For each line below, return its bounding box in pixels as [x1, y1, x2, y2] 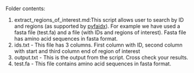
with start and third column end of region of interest [14, 48, 140, 55]
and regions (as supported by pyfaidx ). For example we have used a [14, 23, 180, 29]
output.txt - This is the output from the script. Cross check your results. [14, 54, 189, 61]
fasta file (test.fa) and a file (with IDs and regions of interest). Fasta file [14, 29, 187, 36]
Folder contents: [5, 5, 46, 12]
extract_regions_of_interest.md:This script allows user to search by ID [14, 16, 184, 23]
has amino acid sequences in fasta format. [14, 35, 118, 42]
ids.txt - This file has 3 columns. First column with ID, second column [14, 41, 183, 48]
